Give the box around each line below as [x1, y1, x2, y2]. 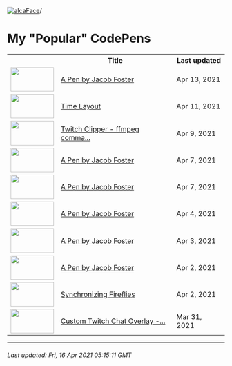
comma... [61, 133, 91, 142]
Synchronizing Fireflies [61, 290, 136, 300]
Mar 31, [176, 312, 202, 322]
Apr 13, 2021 [176, 75, 221, 84]
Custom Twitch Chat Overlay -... [61, 316, 166, 326]
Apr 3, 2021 [176, 235, 216, 245]
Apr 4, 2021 [176, 209, 216, 219]
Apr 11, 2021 [176, 102, 221, 111]
